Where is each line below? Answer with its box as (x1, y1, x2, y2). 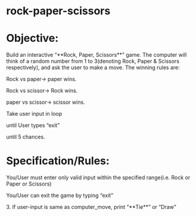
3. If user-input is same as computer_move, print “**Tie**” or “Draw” (6, 203, 177, 211)
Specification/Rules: (6, 154, 110, 168)
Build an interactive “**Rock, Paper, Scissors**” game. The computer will (6, 51, 187, 58)
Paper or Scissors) (6, 180, 52, 187)
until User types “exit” (6, 122, 60, 129)
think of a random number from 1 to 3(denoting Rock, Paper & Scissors (6, 58, 180, 65)
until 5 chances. (6, 133, 46, 141)
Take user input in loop (6, 110, 63, 118)
